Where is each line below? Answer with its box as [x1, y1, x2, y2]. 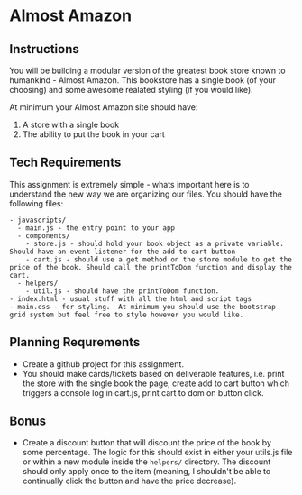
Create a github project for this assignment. [22, 358, 185, 370]
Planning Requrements [9, 335, 141, 350]
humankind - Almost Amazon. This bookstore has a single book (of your [9, 75, 277, 86]
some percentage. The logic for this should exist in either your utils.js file [22, 447, 293, 458]
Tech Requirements [9, 155, 122, 170]
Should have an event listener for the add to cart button [9, 247, 236, 256]
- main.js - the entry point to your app [17, 223, 176, 233]
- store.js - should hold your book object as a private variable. [25, 239, 284, 248]
